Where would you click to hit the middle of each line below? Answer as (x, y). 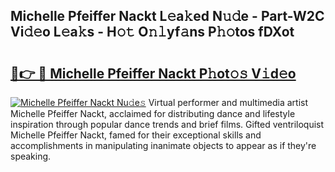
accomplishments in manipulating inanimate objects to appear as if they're (163, 145)
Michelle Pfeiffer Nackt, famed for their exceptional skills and (136, 135)
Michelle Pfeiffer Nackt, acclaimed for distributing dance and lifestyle (153, 113)
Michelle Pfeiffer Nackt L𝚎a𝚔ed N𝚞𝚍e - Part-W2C (167, 16)
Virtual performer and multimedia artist (228, 102)
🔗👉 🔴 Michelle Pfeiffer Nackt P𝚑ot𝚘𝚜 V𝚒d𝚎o (153, 73)
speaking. (31, 156)
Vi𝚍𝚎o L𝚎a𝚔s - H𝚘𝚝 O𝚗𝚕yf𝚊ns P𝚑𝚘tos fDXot (152, 32)
